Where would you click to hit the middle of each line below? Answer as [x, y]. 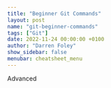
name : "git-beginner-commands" [53, 26]
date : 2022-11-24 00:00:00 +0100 [56, 39]
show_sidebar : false [37, 53]
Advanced [22, 78]
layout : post [26, 20]
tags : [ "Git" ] [28, 33]
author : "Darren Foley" [42, 46]
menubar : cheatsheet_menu [45, 59]
